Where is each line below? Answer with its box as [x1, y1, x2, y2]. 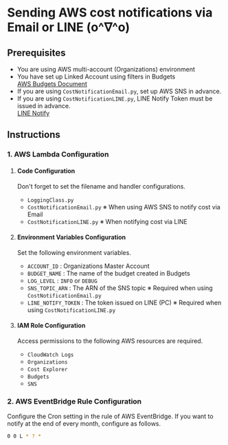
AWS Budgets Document [16, 80, 87, 87]
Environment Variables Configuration [16, 233, 126, 242]
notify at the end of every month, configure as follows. [7, 420, 161, 428]
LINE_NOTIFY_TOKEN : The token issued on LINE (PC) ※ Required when [27, 298, 222, 307]
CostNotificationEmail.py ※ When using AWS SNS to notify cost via [27, 203, 221, 211]
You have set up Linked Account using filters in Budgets [16, 72, 176, 81]
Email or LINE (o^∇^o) [7, 19, 130, 35]
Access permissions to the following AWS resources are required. [16, 336, 203, 345]
